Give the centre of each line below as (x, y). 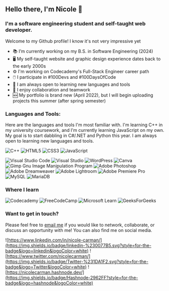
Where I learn (22, 189)
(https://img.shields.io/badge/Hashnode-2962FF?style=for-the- (72, 277)
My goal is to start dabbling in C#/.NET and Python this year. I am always (81, 135)
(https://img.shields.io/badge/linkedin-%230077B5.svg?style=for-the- (78, 245)
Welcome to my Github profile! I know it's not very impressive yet (73, 41)
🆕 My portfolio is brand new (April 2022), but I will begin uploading (83, 95)
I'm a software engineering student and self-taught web (75, 24)
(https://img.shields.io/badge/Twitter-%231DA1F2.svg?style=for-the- (77, 261)
